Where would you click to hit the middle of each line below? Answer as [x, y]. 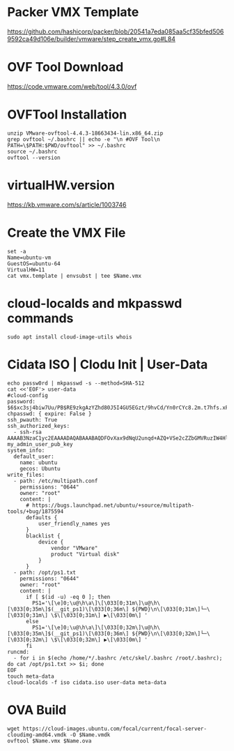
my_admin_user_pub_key [40, 444]
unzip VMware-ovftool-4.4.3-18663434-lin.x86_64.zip [85, 133]
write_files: [26, 475]
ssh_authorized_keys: [39, 426]
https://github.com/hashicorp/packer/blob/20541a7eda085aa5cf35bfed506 [116, 31]
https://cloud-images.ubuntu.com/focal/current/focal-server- [115, 729]
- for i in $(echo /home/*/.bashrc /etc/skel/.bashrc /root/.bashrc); [118, 658]
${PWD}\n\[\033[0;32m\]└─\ [171, 633]
